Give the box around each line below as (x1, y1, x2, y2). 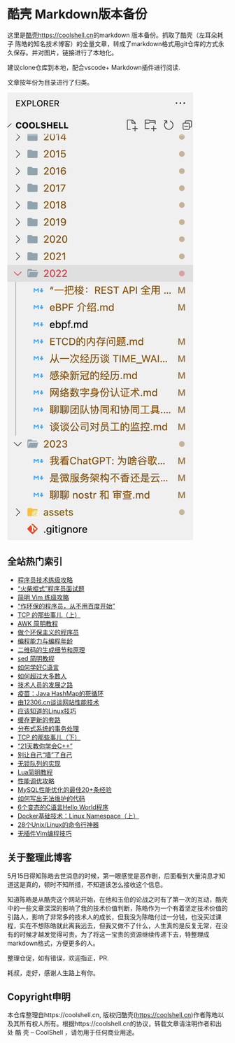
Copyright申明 (7, 991, 71, 1002)
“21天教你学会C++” (17, 742, 73, 750)
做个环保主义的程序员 (17, 627, 79, 637)
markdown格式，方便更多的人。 (7, 939, 99, 947)
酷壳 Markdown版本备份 (7, 6, 148, 22)
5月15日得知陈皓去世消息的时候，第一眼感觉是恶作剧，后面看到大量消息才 (7, 872, 220, 880)
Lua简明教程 (17, 767, 53, 776)
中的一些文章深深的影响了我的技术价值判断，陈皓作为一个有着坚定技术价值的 (7, 904, 228, 912)
